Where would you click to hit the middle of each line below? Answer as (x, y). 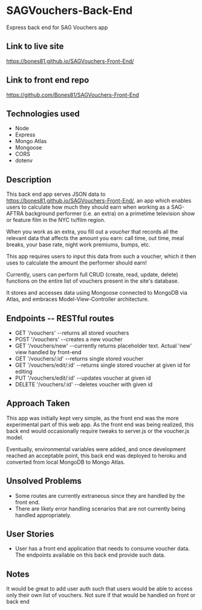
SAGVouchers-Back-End (70, 11)
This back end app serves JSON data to (56, 194)
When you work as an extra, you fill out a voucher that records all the (92, 232)
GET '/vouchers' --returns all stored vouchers (72, 333)
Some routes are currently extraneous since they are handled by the (100, 495)
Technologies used (43, 114)
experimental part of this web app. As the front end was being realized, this (100, 424)
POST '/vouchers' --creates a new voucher (69, 339)
